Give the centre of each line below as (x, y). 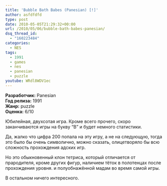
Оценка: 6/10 (19, 111)
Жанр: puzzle (20, 106)
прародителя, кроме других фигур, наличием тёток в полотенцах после (83, 163)
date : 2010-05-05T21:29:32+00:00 (40, 24)
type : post (17, 19)
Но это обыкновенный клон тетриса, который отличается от (70, 157)
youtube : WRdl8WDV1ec (28, 81)
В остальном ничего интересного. (42, 178)
